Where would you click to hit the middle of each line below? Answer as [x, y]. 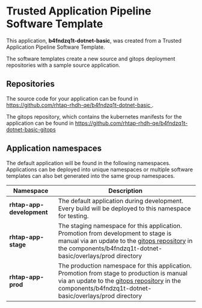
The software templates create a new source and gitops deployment [91, 58]
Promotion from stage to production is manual [123, 273]
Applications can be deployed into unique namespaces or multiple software [100, 169]
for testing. [73, 216]
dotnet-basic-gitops [31, 129]
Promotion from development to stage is [115, 233]
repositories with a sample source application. [63, 65]
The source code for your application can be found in [72, 98]
